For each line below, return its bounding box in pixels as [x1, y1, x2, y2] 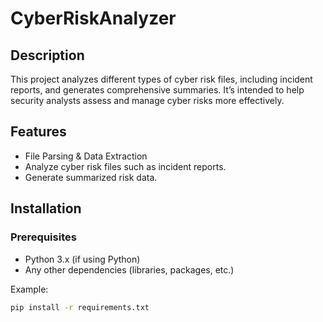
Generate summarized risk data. [24, 171, 158, 183]
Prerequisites [10, 230, 77, 244]
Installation [10, 200, 82, 217]
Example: [10, 283, 49, 295]
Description [10, 47, 85, 64]
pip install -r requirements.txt [10, 302, 150, 312]
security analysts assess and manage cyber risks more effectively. [10, 95, 285, 106]
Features [10, 123, 67, 141]
